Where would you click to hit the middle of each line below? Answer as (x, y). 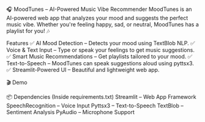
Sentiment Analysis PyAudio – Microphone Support (70, 112)
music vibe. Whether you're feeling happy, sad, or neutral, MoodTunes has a (102, 24)
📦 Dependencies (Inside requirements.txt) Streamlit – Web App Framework (102, 97)
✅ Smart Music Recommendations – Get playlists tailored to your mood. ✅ (99, 56)
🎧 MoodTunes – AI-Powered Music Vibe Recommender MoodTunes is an (99, 9)
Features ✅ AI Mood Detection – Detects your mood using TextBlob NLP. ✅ (101, 43)
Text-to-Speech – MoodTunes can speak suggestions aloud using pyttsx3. (100, 63)
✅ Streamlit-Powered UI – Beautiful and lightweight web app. (83, 70)
